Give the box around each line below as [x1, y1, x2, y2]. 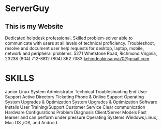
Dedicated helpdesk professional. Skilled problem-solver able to [5, 35, 133, 41]
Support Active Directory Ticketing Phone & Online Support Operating [5, 94, 144, 99]
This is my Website [5, 22, 64, 31]
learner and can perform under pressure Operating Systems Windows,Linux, [5, 114, 158, 120]
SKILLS [5, 73, 35, 84]
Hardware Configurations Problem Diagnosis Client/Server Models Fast [5, 109, 147, 115]
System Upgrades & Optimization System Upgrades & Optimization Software [5, 99, 158, 105]
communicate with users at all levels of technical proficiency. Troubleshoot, [5, 40, 156, 46]
